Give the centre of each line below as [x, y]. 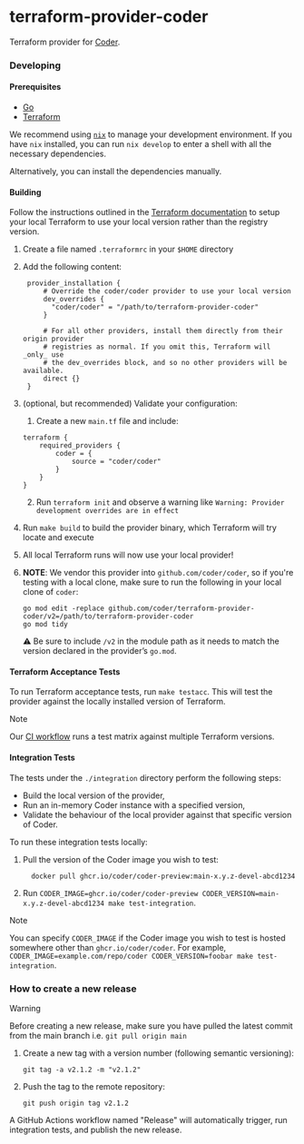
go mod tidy [45, 625]
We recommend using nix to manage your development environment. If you [151, 134]
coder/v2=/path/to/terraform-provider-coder [108, 616]
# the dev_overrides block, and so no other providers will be [165, 363]
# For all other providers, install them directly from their [163, 331]
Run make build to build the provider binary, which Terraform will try [149, 528]
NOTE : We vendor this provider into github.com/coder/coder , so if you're [158, 573]
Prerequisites [35, 87]
